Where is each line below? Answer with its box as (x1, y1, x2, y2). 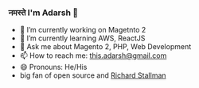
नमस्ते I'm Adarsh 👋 (8, 7, 78, 18)
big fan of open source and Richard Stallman (19, 71, 166, 80)
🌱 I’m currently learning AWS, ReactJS (19, 33, 146, 43)
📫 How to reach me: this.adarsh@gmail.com (19, 51, 167, 60)
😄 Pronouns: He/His (19, 63, 88, 72)
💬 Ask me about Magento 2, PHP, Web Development (19, 42, 192, 52)
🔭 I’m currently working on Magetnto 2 (19, 25, 146, 35)
